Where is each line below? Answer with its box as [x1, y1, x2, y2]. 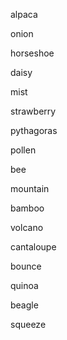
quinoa [10, 280, 39, 291]
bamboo [10, 202, 45, 214]
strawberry [10, 105, 57, 117]
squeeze [10, 319, 47, 330]
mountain [10, 183, 50, 194]
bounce [10, 260, 42, 272]
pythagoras [10, 125, 58, 136]
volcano [10, 222, 44, 233]
